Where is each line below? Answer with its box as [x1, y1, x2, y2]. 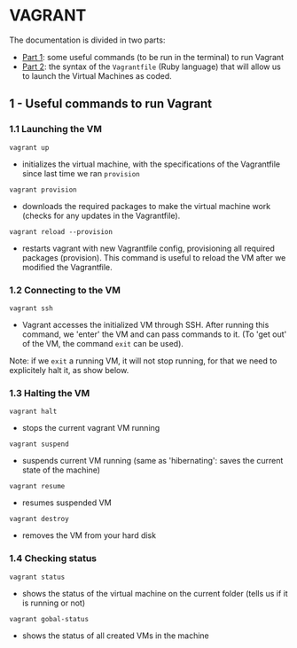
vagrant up [9, 143, 50, 152]
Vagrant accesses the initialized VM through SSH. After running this [21, 319, 270, 330]
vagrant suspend [9, 440, 69, 449]
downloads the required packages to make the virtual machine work [21, 200, 271, 211]
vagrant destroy [9, 515, 69, 524]
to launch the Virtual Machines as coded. [21, 70, 172, 81]
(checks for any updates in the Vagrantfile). [21, 210, 181, 221]
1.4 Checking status [9, 552, 98, 565]
